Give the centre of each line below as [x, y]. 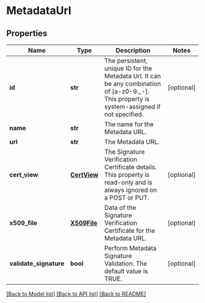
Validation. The [126, 264]
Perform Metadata [130, 248]
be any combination [132, 84]
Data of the [120, 208]
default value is [126, 271]
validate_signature [37, 264]
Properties [27, 33]
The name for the [129, 124]
